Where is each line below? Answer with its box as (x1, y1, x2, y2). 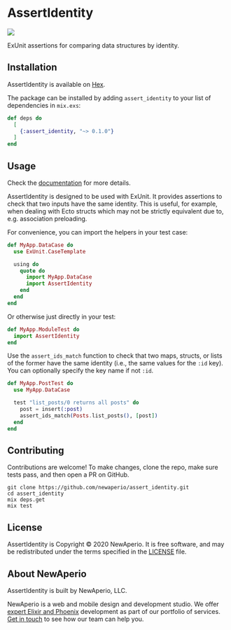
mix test (7, 503, 33, 510)
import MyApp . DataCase (25, 274, 92, 281)
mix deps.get (7, 496, 45, 503)
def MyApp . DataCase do (7, 241, 73, 248)
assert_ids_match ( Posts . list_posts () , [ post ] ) (20, 412, 158, 419)
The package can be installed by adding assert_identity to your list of (7, 93, 211, 102)
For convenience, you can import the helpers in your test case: (7, 227, 188, 236)
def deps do (7, 114, 42, 122)
